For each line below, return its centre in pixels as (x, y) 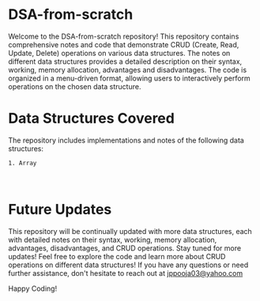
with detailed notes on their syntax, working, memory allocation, (113, 240)
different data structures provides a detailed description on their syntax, (125, 61)
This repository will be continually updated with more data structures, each (130, 231)
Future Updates (60, 210)
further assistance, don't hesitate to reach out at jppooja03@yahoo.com (126, 273)
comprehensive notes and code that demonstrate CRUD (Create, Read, (124, 44)
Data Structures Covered (92, 119)
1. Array (23, 163)
